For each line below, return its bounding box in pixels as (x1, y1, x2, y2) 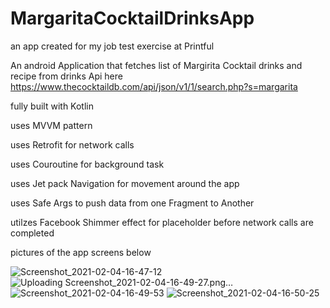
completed (10, 227, 55, 239)
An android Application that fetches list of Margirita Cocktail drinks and (10, 59, 303, 71)
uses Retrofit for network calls (10, 138, 135, 151)
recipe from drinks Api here (10, 70, 123, 82)
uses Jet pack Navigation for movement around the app (10, 177, 240, 189)
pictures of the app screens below (10, 246, 152, 258)
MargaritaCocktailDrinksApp (10, 7, 255, 30)
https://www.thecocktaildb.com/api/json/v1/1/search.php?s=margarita (10, 80, 298, 92)
